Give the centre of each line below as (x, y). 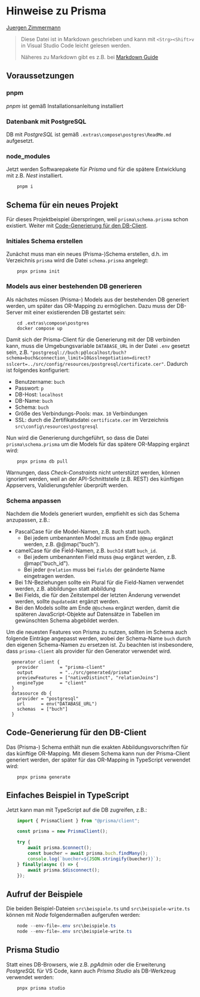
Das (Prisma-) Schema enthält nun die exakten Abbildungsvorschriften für (97, 747)
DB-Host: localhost (39, 394)
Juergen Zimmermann (33, 27)
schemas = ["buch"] (42, 709)
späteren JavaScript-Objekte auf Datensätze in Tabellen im (87, 614)
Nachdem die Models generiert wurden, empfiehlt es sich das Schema (93, 513)
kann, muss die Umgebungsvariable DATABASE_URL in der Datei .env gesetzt (98, 345)
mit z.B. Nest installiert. (35, 176)
